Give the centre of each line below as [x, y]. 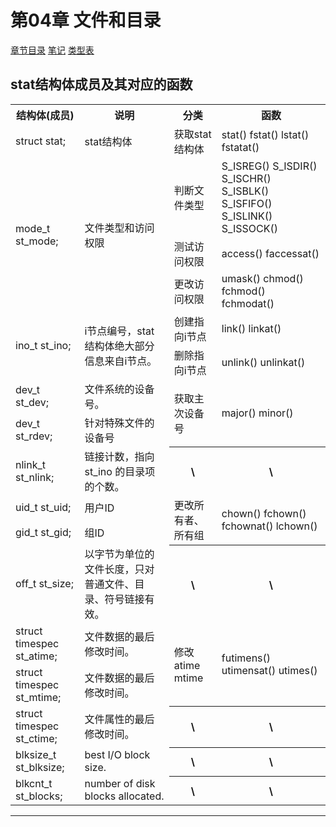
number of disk [120, 784]
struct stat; [41, 141]
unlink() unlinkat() [263, 362]
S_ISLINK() [247, 216]
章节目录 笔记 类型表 [52, 50]
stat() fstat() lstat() [265, 134]
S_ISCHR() [246, 178]
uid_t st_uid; [43, 508]
